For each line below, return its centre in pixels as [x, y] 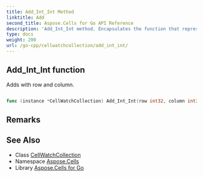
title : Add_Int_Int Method [40, 12]
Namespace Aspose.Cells [47, 161]
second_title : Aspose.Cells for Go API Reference [70, 23]
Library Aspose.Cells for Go [49, 167]
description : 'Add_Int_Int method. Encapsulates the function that [93, 29]
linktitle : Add [25, 18]
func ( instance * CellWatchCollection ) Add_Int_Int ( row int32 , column [96, 101]
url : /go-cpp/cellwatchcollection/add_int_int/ [67, 46]
